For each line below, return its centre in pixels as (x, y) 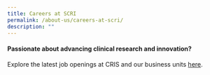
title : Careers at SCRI (42, 14)
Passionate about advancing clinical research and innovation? (100, 49)
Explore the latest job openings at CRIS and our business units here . (105, 64)
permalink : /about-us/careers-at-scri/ (65, 20)
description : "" (31, 26)
